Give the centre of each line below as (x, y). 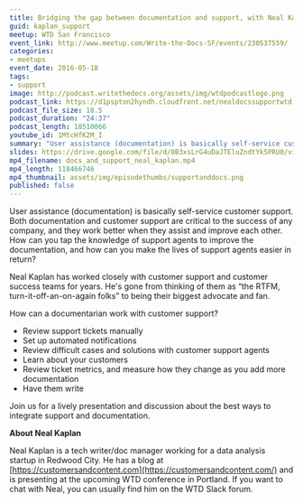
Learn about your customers (75, 360)
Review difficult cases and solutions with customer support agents (146, 350)
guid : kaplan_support (50, 26)
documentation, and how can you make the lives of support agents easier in (150, 250)
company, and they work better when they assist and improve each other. (146, 230)
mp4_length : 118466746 (52, 169)
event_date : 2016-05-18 (54, 69)
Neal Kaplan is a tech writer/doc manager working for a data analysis (138, 451)
